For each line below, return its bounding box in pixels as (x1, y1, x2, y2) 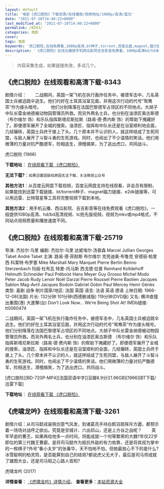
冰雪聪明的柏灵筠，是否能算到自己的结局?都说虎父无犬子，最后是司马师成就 (5, 452, 157, 458)
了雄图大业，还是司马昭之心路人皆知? (5, 458, 81, 463)
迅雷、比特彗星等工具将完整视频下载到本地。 (13, 195, 103, 201)
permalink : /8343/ (5, 26, 42, 30)
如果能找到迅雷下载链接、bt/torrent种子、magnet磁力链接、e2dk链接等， (5, 189, 152, 195)
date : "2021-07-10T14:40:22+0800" (5, 16, 76, 21)
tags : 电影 (5, 39, 26, 44)
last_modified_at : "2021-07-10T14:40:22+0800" (5, 21, 102, 26)
